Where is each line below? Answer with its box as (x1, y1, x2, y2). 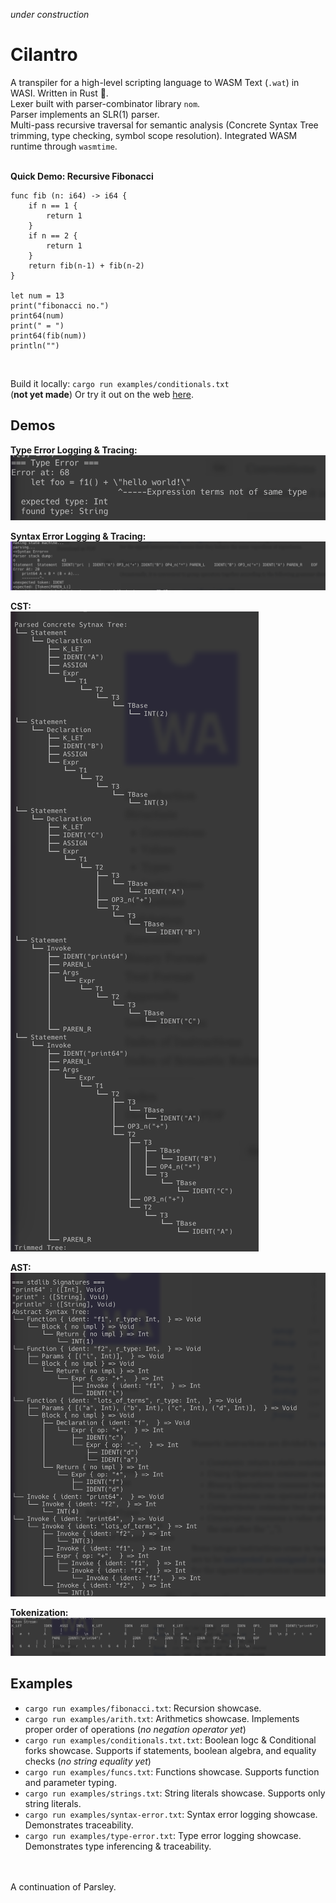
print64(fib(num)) (10, 330, 87, 341)
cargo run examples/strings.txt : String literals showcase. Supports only (24, 1787, 326, 1799)
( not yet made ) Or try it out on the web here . (10, 388, 194, 400)
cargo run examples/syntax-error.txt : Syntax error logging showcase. (24, 1808, 318, 1820)
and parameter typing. (24, 1776, 117, 1788)
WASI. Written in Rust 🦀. (10, 87, 109, 99)
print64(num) (10, 310, 65, 321)
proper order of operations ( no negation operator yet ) (24, 1723, 247, 1735)
